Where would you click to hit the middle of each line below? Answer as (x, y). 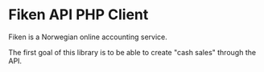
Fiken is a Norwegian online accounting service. (88, 37)
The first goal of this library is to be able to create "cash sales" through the (132, 52)
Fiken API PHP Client (78, 15)
